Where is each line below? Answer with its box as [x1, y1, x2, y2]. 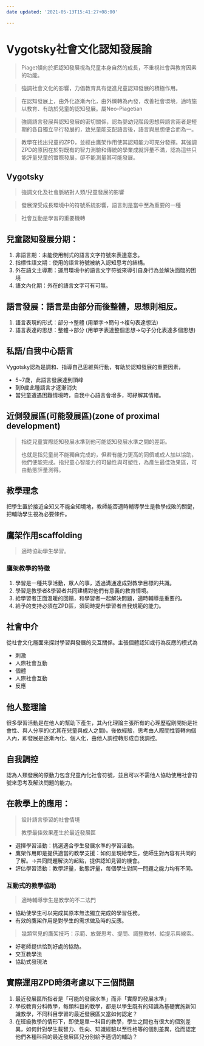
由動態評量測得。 [21, 466, 64, 473]
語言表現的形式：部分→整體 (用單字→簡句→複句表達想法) [15, 319, 159, 326]
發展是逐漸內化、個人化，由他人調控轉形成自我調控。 [27, 735, 161, 742]
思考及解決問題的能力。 [16, 778, 76, 786]
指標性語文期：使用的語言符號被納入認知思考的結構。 [15, 259, 149, 266]
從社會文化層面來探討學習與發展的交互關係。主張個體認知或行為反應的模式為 [6, 639, 198, 646]
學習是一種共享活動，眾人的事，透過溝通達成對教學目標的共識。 [15, 579, 175, 586]
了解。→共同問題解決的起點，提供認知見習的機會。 [15, 857, 143, 864]
